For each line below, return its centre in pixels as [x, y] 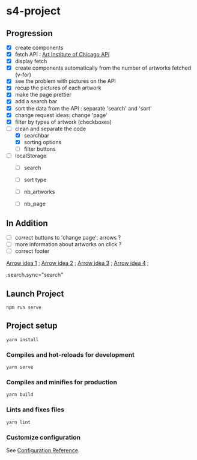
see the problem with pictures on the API [65, 81]
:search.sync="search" [35, 275]
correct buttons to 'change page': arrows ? [68, 238]
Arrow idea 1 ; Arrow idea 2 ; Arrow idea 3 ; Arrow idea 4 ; [77, 263]
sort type [35, 180]
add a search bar [36, 101]
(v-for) [23, 75]
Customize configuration [44, 437]
